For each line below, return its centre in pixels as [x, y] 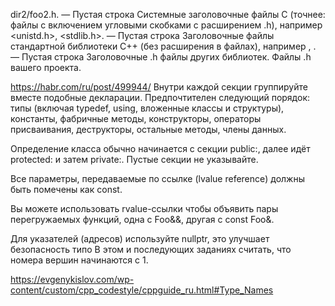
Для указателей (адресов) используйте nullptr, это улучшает [140, 238]
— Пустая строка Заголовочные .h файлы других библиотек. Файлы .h [161, 57]
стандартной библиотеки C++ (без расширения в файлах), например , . [163, 46]
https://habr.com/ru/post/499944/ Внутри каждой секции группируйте [159, 87]
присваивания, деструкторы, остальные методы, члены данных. [148, 129]
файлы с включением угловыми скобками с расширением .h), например [166, 25]
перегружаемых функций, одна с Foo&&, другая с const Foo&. [142, 219]
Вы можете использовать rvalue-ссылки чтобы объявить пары [144, 208]
